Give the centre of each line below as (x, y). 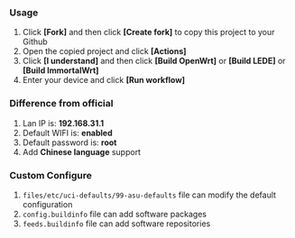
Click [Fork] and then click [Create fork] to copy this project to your (148, 32)
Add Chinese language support (82, 151)
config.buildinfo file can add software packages (115, 214)
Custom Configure (51, 175)
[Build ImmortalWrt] (60, 70)
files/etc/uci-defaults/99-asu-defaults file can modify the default (149, 195)
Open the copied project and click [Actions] (104, 51)
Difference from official (61, 104)
